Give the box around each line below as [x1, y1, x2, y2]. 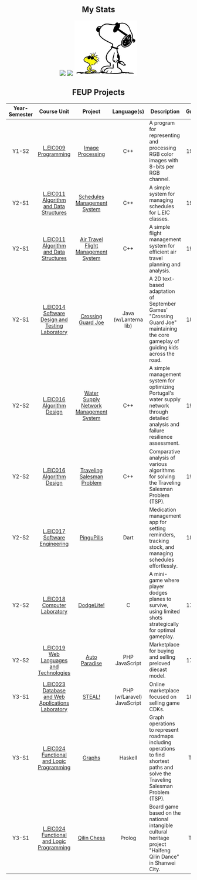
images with [149, 157, 179, 164]
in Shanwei [149, 859, 176, 866]
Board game [149, 803, 179, 811]
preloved [149, 660, 171, 667]
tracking [149, 537, 169, 544]
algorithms [149, 466, 175, 474]
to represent [149, 726, 179, 733]
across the [149, 350, 175, 358]
